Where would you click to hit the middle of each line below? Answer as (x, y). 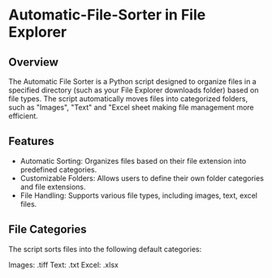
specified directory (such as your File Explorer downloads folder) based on (134, 90)
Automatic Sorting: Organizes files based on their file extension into (133, 160)
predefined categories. (58, 169)
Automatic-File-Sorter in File (107, 15)
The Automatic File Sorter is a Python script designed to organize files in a (133, 81)
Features (31, 141)
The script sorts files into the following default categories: (105, 249)
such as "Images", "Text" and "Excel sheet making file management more (131, 107)
